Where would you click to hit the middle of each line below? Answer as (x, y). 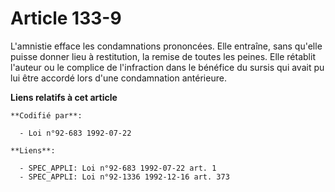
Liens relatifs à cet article (64, 97)
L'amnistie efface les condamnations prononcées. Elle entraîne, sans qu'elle (166, 46)
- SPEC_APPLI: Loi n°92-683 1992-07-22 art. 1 (118, 168)
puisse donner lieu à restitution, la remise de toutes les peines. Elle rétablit (163, 56)
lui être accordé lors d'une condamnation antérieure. (118, 78)
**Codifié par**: (46, 115)
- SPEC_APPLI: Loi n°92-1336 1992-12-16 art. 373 (124, 177)
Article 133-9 (66, 18)
